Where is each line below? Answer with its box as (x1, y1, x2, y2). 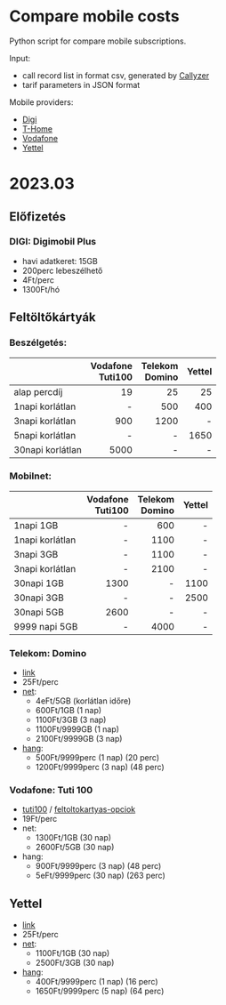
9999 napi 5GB (13, 620, 78, 632)
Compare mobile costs (9, 6, 180, 27)
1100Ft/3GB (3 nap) (35, 714, 107, 726)
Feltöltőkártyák (9, 310, 96, 326)
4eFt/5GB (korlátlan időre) (35, 695, 132, 706)
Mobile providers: (9, 96, 74, 108)
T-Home (21, 123, 53, 134)
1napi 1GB (13, 519, 59, 531)
